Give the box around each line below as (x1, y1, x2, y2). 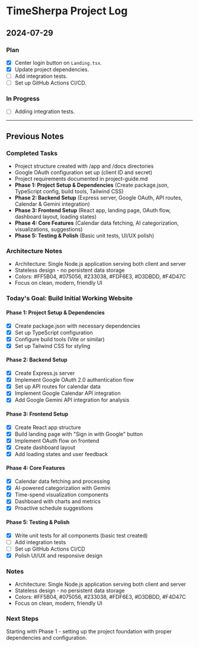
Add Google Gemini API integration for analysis (14, 397, 130, 404)
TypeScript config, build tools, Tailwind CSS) (14, 188, 124, 195)
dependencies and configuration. (6, 635, 88, 642)
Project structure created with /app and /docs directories (14, 162, 154, 170)
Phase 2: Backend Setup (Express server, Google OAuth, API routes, (14, 194, 182, 202)
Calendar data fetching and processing (14, 478, 110, 485)
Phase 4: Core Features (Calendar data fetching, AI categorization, (14, 219, 179, 227)
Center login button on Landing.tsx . (14, 59, 102, 66)
